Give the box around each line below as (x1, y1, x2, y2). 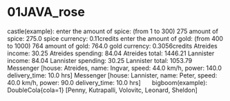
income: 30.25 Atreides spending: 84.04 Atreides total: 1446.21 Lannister (7, 49, 215, 57)
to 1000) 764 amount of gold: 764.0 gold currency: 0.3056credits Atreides (7, 42, 218, 50)
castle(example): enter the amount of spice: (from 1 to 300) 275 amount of (7, 27, 219, 35)
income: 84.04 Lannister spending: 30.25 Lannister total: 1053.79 (7, 56, 193, 64)
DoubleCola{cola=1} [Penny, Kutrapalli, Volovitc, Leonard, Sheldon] (7, 86, 198, 94)
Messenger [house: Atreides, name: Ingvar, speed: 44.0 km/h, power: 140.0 (7, 64, 222, 72)
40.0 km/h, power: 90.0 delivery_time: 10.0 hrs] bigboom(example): (7, 78, 208, 86)
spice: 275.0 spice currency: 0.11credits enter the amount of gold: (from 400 (7, 34, 223, 42)
